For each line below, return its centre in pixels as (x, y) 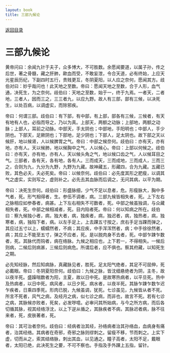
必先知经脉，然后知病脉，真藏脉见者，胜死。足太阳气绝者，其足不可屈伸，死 (85, 265)
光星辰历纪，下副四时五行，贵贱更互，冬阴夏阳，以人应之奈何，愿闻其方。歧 (85, 80)
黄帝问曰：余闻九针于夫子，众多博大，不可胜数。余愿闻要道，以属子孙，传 (83, 67)
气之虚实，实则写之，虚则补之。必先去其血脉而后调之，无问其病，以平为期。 (85, 180)
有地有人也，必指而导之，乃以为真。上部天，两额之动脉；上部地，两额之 (80, 122)
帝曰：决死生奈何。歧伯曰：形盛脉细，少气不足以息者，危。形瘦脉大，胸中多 (85, 190)
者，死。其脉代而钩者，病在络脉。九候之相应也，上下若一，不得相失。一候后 (85, 241)
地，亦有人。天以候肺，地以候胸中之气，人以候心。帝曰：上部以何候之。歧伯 (85, 148)
